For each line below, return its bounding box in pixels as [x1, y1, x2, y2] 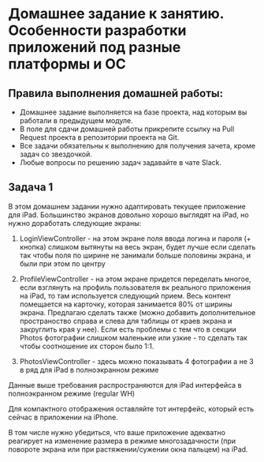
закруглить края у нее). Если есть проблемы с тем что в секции [19, 325, 236, 334]
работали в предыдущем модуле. [19, 116, 133, 125]
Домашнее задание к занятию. [8, 5, 225, 23]
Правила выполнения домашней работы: [8, 86, 223, 100]
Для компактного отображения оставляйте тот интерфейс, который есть [8, 404, 255, 413]
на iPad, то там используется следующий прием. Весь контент [19, 291, 232, 300]
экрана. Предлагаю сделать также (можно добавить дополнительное [19, 307, 256, 317]
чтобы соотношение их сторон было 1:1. [19, 341, 154, 351]
